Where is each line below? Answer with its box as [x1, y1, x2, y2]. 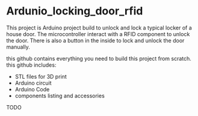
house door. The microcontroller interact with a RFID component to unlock [6, 30, 190, 37]
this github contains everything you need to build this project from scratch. [6, 55, 191, 62]
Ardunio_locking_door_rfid [6, 4, 143, 18]
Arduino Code [14, 85, 50, 93]
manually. [6, 43, 30, 50]
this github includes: [6, 61, 57, 69]
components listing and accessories [14, 92, 105, 99]
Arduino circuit [14, 79, 52, 87]
